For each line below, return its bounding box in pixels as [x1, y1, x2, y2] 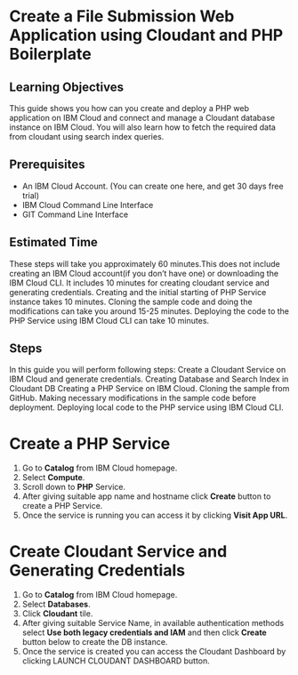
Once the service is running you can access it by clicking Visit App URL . [21, 510, 288, 521]
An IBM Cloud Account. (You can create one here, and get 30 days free [21, 181, 284, 191]
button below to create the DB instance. [21, 637, 168, 647]
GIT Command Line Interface [21, 209, 129, 220]
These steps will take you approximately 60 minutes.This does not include [9, 258, 280, 269]
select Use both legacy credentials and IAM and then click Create [21, 627, 267, 638]
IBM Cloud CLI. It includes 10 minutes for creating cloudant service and [9, 277, 270, 288]
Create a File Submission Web [9, 6, 235, 27]
